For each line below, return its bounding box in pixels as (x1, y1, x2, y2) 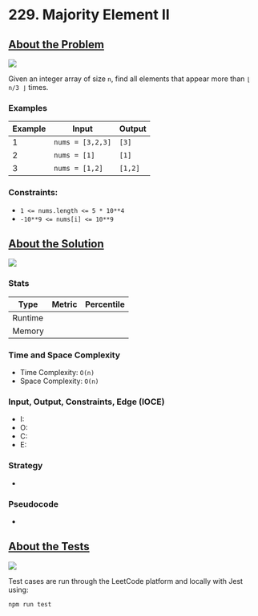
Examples (8, 102, 48, 113)
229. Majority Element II (8, 6, 170, 24)
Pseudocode (8, 498, 58, 509)
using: (8, 585, 29, 594)
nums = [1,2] (53, 164, 104, 173)
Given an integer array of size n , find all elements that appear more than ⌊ (8, 74, 251, 84)
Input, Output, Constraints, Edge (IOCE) (8, 396, 165, 407)
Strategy (8, 460, 43, 471)
